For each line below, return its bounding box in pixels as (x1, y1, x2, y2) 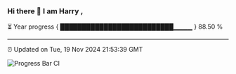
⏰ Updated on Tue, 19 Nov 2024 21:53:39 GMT (7, 45, 143, 54)
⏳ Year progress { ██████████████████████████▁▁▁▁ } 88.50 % (7, 22, 223, 31)
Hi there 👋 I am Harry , (7, 6, 84, 16)
